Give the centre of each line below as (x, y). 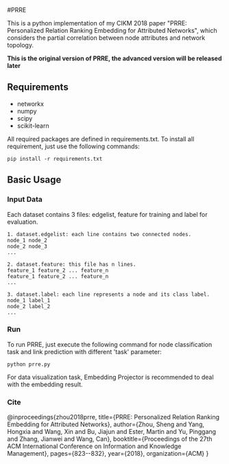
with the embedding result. (45, 384)
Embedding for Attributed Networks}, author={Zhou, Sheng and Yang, (106, 424)
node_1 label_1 (29, 300)
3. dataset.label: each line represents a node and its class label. (109, 294)
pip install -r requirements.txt (55, 159)
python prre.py (29, 364)
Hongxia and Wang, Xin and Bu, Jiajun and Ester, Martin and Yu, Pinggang (112, 432)
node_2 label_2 (29, 306)
